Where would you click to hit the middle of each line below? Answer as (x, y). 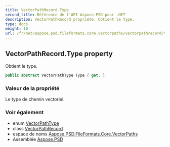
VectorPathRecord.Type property (59, 54)
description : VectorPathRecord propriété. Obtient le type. (70, 19)
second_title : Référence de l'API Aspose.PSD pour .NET (65, 15)
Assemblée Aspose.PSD (38, 139)
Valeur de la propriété (32, 88)
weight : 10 (17, 29)
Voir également (25, 112)
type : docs (17, 24)
